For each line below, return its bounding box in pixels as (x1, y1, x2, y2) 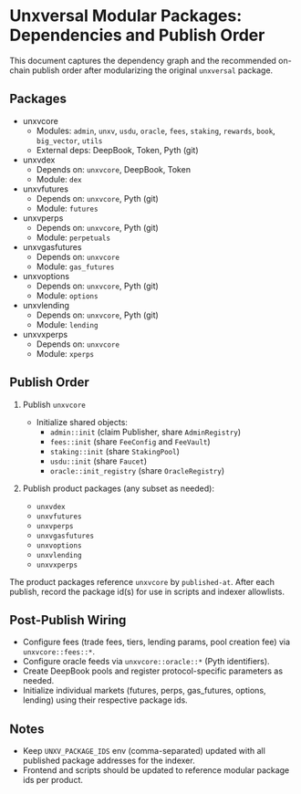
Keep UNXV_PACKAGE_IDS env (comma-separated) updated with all (22, 746, 266, 757)
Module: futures (36, 203, 99, 214)
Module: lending (36, 319, 99, 329)
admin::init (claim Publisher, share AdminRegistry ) (49, 426, 242, 437)
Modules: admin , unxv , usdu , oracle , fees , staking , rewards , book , (36, 125, 275, 136)
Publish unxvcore (22, 399, 87, 410)
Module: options (36, 289, 99, 301)
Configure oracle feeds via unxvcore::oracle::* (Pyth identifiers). (22, 656, 271, 667)
